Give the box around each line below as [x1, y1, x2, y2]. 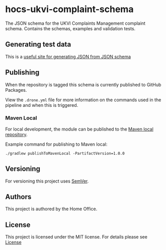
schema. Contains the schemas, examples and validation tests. [5, 25, 136, 31]
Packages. [5, 87, 27, 93]
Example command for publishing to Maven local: [5, 141, 108, 147]
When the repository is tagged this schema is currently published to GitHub [5, 82, 161, 88]
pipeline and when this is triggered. [5, 102, 78, 108]
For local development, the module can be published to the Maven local [5, 126, 153, 132]
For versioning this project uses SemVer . [5, 178, 89, 184]
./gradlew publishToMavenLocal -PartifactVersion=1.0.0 [5, 151, 125, 156]
